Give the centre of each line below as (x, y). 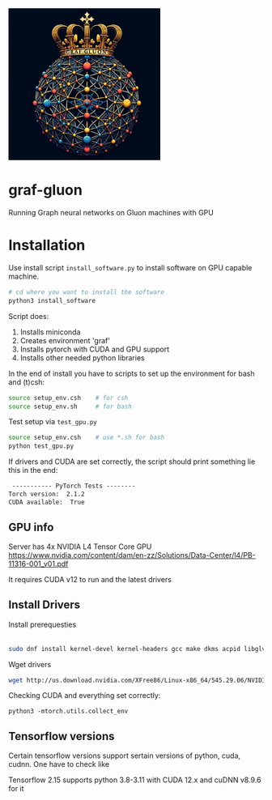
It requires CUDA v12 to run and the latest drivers (90, 579)
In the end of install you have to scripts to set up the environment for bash (132, 373)
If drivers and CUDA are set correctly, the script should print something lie (132, 462)
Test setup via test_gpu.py (53, 422)
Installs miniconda (50, 332)
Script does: (29, 316)
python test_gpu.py (41, 446)
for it (16, 789)
